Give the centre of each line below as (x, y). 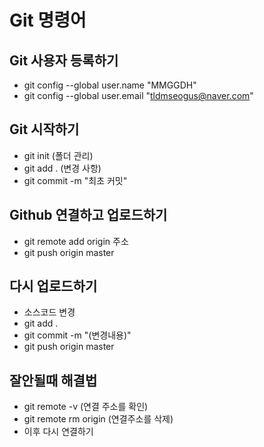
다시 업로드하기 (53, 286)
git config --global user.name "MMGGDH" (110, 85)
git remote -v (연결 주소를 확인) (86, 407)
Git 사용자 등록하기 (64, 60)
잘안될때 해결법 (53, 380)
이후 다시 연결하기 (58, 432)
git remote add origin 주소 (76, 241)
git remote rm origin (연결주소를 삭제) (98, 419)
